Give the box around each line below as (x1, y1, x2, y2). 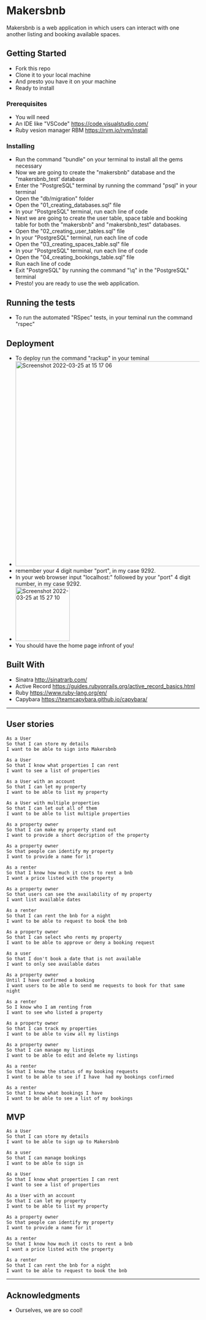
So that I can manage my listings (6, 1047, 95, 1053)
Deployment (6, 338, 55, 349)
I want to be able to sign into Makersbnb (6, 746, 116, 752)
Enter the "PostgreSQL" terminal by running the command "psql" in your (15, 182, 197, 189)
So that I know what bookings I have (6, 1090, 103, 1096)
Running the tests (6, 297, 75, 308)
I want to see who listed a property (6, 1009, 103, 1015)
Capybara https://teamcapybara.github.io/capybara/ (15, 695, 148, 703)
